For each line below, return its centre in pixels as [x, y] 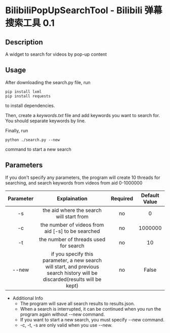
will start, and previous [72, 267]
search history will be [72, 273]
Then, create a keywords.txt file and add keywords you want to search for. [83, 115]
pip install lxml [24, 92]
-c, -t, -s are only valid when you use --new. [66, 325]
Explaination [72, 198]
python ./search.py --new [32, 140]
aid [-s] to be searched [72, 231]
